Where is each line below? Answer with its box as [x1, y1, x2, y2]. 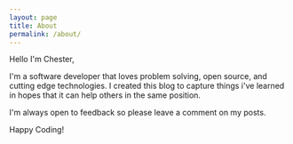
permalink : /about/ [9, 29, 82, 38]
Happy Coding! [9, 124, 65, 135]
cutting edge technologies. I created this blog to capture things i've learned [9, 81, 285, 92]
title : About [9, 21, 58, 30]
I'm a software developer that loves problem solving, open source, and [9, 71, 268, 82]
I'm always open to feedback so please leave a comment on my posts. [9, 108, 266, 118]
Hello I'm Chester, [9, 54, 75, 65]
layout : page [9, 12, 58, 22]
